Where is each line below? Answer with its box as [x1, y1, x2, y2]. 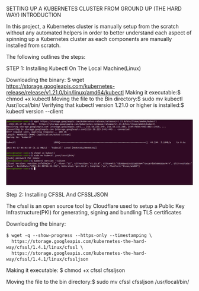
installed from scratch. [6, 42, 61, 49]
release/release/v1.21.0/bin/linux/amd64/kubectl [6, 89, 124, 96]
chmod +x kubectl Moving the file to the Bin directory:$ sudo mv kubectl [6, 95, 183, 102]
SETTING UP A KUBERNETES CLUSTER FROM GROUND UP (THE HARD [6, 5, 182, 12]
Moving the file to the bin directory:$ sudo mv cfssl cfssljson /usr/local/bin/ [6, 278, 190, 285]
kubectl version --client [6, 108, 63, 115]
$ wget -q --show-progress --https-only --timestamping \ [6, 232, 152, 238]
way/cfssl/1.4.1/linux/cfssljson [6, 256, 89, 262]
